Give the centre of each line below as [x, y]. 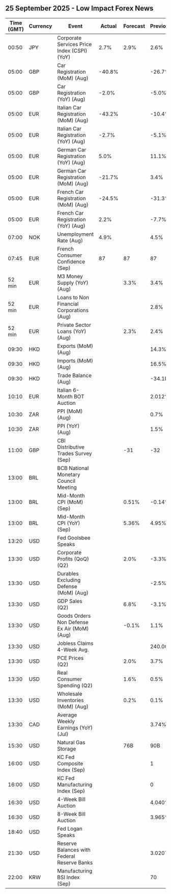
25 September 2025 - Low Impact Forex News [79, 8]
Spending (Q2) [75, 685]
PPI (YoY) [68, 426]
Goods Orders [74, 616]
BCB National [73, 468]
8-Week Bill [71, 814]
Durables [68, 573]
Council [66, 481]
